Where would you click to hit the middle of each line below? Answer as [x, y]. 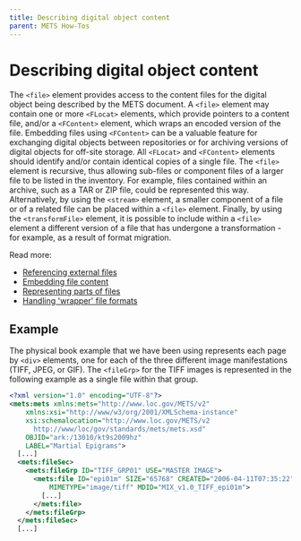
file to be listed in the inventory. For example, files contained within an [138, 181]
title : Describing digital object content [90, 17]
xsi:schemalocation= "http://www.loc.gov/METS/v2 [118, 421]
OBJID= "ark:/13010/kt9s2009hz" [84, 437]
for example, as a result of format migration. [90, 237]
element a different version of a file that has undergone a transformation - [146, 228]
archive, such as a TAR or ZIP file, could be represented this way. [129, 190]
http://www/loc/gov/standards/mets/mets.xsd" [119, 429]
